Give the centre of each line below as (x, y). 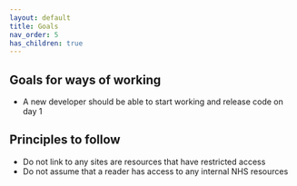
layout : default (40, 18)
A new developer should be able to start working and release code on (153, 102)
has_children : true (46, 43)
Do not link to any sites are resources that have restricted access (144, 162)
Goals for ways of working (85, 79)
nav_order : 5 (34, 34)
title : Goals (34, 26)
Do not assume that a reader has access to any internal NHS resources (155, 171)
